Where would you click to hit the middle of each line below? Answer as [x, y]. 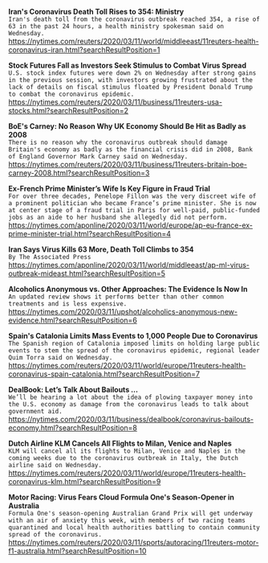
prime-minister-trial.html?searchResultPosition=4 [89, 234]
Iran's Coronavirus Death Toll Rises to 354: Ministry [96, 12]
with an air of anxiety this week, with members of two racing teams [127, 520]
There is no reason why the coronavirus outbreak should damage [118, 142]
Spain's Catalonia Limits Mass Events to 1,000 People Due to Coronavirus [133, 336]
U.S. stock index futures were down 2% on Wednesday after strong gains [132, 73]
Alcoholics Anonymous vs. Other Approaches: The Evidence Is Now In [128, 289]
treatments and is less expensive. [68, 304]
